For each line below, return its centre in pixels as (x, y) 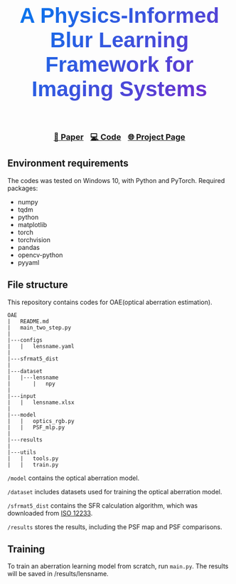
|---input (22, 396)
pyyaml (28, 262)
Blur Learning (119, 40)
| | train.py (33, 464)
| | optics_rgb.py (41, 421)
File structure (38, 285)
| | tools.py (33, 458)
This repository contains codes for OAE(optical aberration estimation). (110, 302)
